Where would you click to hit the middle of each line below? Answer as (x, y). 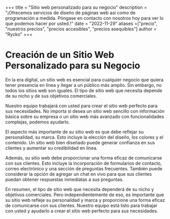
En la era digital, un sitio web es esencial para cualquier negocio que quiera (84, 80)
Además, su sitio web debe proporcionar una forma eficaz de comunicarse (84, 158)
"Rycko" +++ (19, 34)
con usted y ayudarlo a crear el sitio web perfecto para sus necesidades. (82, 211)
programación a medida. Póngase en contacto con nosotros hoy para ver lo (84, 18)
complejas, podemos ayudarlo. (38, 122)
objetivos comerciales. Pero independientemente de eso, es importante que (85, 195)
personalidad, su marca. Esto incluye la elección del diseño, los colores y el (84, 137)
